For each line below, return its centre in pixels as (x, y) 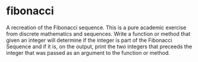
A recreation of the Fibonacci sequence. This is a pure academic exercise (96, 27)
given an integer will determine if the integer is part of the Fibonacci (89, 40)
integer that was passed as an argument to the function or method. (88, 52)
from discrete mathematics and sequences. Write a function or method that (98, 33)
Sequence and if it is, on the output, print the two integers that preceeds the (99, 46)
